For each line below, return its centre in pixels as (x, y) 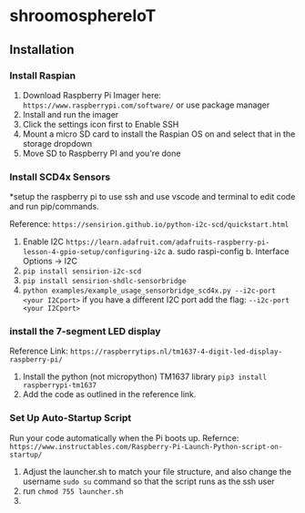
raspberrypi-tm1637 (60, 385)
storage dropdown (57, 143)
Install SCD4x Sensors (60, 177)
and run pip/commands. (55, 207)
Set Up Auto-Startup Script (71, 418)
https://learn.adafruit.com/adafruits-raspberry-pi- (168, 242)
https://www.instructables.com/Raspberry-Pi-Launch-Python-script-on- (146, 446)
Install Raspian (43, 76)
